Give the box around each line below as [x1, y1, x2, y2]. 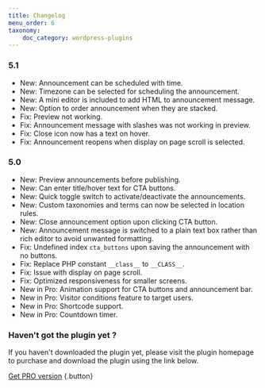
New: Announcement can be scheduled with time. [19, 78, 183, 87]
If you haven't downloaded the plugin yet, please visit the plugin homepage [8, 348, 254, 357]
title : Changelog [8, 11, 66, 20]
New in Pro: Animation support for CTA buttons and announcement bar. [19, 284, 254, 294]
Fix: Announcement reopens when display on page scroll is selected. [19, 136, 245, 147]
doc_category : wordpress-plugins [22, 33, 133, 42]
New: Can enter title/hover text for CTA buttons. [19, 183, 176, 193]
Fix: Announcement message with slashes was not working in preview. [19, 120, 252, 129]
